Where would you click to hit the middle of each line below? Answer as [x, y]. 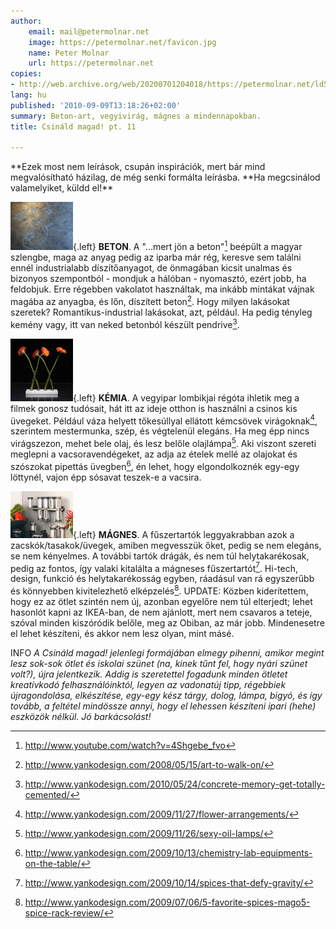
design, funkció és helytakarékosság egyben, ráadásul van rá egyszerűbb [162, 579]
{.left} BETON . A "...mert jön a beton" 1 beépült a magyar [188, 246]
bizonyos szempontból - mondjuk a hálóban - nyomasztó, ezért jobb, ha [158, 279]
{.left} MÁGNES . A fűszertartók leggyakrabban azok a [184, 534]
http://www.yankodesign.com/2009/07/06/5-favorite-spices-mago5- [167, 902]
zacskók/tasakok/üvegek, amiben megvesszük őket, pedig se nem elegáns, [166, 545]
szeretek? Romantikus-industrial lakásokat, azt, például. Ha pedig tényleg [161, 312]
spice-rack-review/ [64, 912]
